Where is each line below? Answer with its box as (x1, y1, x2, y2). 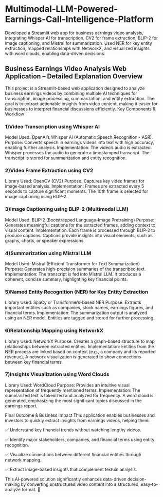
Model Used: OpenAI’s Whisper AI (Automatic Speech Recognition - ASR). (5, 134, 153, 140)
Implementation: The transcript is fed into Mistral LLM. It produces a (5, 271, 141, 277)
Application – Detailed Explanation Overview (5, 72, 143, 81)
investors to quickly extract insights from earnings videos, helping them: (5, 417, 150, 423)
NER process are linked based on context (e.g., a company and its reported (5, 349, 156, 354)
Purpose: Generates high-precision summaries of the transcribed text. (5, 266, 146, 272)
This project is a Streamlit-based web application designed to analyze (5, 85, 145, 91)
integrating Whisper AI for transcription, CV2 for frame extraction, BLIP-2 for (5, 35, 158, 41)
